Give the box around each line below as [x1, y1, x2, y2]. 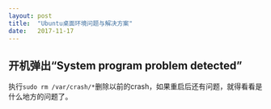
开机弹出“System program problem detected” [8, 58, 243, 73]
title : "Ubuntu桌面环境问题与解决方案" [8, 19, 133, 27]
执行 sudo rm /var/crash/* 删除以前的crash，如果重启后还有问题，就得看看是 [8, 82, 263, 91]
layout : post [8, 11, 53, 20]
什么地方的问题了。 [8, 92, 73, 102]
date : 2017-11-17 [8, 27, 74, 35]
